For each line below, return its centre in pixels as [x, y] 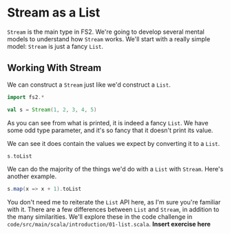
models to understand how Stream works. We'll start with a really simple [109, 39]
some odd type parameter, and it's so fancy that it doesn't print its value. [110, 130]
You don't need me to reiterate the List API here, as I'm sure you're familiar [114, 202]
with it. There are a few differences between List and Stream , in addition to [113, 210]
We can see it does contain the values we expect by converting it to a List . [114, 143]
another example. [32, 176]
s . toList [20, 156]
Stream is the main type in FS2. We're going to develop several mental [106, 32]
